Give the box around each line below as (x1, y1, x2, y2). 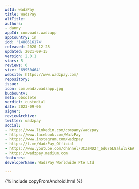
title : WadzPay (5, 12, 37, 17)
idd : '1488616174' (5, 40, 43, 45)
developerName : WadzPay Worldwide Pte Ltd (5, 160, 94, 165)
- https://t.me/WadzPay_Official (5, 141, 74, 147)
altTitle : (5, 16, 26, 21)
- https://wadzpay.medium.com (5, 151, 68, 156)
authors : (5, 21, 23, 26)
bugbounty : (5, 91, 28, 95)
